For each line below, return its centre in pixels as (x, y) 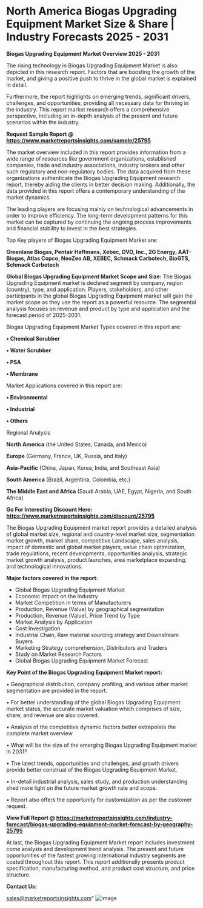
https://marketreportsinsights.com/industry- (114, 818)
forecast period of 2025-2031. (44, 315)
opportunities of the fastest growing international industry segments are (96, 855)
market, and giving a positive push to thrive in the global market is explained (101, 78)
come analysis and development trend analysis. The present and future (95, 849)
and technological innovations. (45, 566)
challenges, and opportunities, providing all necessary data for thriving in (98, 103)
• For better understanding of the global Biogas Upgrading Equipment (93, 702)
